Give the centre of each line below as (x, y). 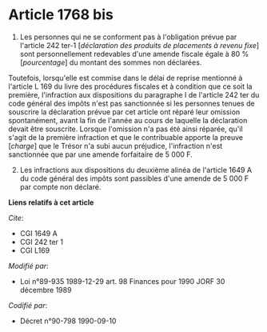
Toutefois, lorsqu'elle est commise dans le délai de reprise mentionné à (126, 78)
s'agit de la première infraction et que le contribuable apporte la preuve (126, 137)
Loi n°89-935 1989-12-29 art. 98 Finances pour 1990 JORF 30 (122, 281)
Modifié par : (29, 266)
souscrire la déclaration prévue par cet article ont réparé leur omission (124, 112)
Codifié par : (28, 305)
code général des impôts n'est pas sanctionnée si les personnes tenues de (132, 103)
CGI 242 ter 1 (42, 242)
